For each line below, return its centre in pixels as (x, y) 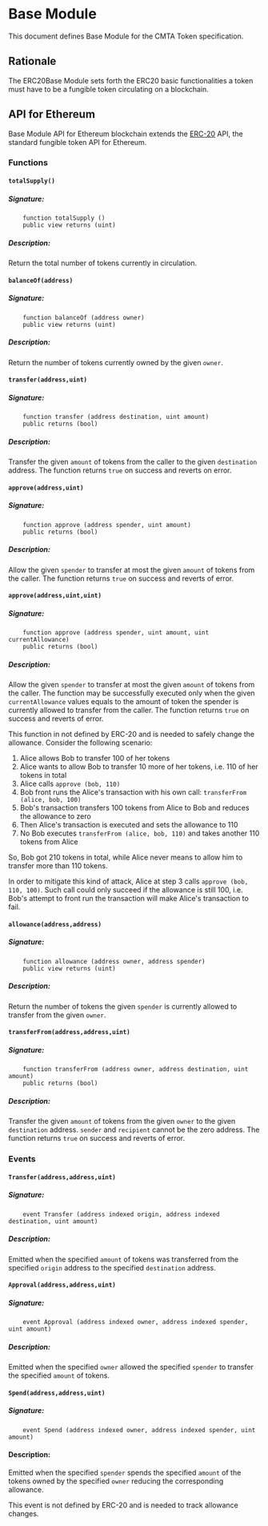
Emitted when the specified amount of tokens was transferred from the (123, 1259)
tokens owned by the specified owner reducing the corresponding (116, 1481)
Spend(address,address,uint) (57, 1393)
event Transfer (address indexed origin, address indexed (121, 1214)
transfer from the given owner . (57, 1015)
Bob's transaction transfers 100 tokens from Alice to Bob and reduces (134, 808)
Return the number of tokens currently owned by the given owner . (116, 362)
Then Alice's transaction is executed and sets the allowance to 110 (129, 825)
